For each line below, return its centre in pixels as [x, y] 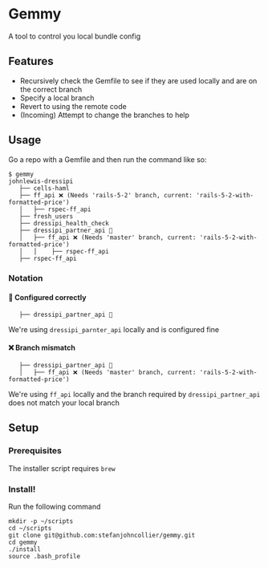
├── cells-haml [44, 188]
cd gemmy [23, 542]
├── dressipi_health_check [64, 223]
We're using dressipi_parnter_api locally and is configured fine [114, 329]
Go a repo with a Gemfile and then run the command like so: [108, 159]
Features [31, 61]
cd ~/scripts [30, 528]
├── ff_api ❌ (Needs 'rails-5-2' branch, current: [106, 195]
